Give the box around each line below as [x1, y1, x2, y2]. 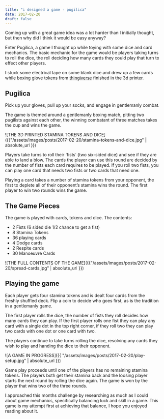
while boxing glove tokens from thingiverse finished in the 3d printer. [5, 75, 144, 81]
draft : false [5, 16, 32, 21]
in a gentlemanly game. [5, 303, 53, 309]
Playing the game [5, 279, 60, 288]
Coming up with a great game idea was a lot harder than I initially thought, [5, 30, 155, 36]
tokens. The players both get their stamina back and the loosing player [5, 372, 148, 378]
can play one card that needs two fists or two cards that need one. [5, 168, 140, 174]
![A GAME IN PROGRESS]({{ [5, 352, 61, 358]
